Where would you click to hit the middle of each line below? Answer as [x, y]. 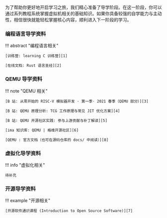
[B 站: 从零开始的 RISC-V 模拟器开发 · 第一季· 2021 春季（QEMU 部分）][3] [77, 101]
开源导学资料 [21, 189]
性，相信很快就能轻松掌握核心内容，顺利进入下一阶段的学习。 [68, 20]
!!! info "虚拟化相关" [25, 165]
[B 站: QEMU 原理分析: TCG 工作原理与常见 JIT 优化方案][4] [63, 111]
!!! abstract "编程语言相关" [32, 46]
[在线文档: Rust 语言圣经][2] [34, 66]
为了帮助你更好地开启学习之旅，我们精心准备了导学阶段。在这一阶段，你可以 [83, 7]
